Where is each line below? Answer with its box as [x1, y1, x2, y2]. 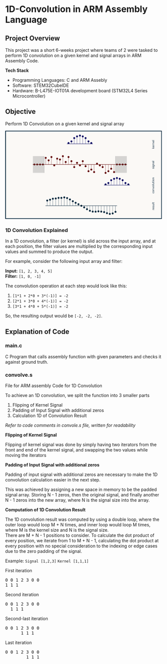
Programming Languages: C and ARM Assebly [12, 77, 108, 83]
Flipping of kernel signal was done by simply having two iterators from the [5, 442, 157, 447]
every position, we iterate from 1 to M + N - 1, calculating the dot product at [5, 538, 159, 544]
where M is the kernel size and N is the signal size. [5, 527, 109, 533]
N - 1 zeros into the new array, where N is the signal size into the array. [5, 497, 150, 503]
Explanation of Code [5, 327, 70, 336]
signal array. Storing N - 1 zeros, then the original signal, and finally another [5, 492, 160, 498]
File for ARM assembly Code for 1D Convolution [5, 383, 103, 389]
